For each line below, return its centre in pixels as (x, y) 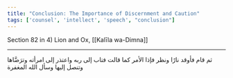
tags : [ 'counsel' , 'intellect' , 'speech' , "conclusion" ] (91, 20)
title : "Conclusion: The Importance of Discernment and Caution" (103, 13)
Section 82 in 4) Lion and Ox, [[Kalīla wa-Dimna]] (78, 39)
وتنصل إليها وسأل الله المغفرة (45, 67)
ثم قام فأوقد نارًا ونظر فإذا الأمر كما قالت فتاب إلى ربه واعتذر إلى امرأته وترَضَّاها (110, 59)
